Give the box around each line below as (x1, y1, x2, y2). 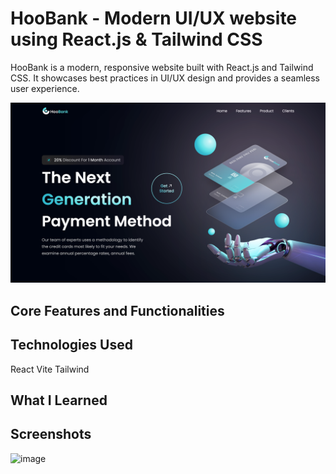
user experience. (10, 82, 80, 94)
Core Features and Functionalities (10, 302, 225, 319)
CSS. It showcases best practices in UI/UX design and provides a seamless (10, 72, 321, 84)
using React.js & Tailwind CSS (10, 28, 263, 51)
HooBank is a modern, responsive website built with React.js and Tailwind (10, 61, 314, 73)
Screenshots (10, 426, 92, 443)
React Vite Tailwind (10, 363, 90, 375)
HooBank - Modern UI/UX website (10, 7, 298, 30)
